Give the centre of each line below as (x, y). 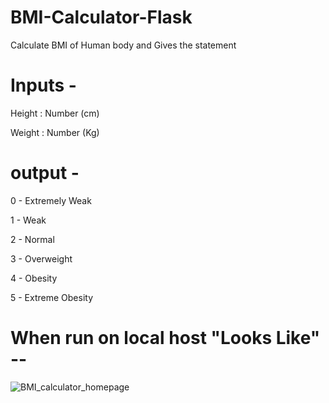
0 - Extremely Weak (51, 200)
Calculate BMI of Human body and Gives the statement (123, 45)
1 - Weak (28, 220)
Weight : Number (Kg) (55, 132)
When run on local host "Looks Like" (165, 338)
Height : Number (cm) (55, 113)
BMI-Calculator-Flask (101, 17)
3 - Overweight (41, 258)
